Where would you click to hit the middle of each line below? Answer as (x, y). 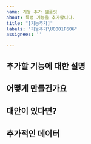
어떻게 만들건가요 (37, 88)
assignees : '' (24, 35)
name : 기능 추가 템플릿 (32, 12)
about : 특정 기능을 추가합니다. (41, 18)
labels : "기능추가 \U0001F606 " (42, 29)
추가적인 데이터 (33, 133)
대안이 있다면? (32, 111)
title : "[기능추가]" (30, 23)
